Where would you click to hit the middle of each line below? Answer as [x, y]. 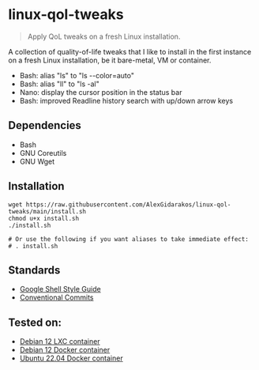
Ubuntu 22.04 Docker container [71, 358]
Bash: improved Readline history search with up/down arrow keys [126, 100]
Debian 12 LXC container [60, 342]
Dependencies [45, 125]
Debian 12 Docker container [65, 350]
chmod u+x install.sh [44, 218]
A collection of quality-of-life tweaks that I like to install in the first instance [130, 51]
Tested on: [35, 322]
